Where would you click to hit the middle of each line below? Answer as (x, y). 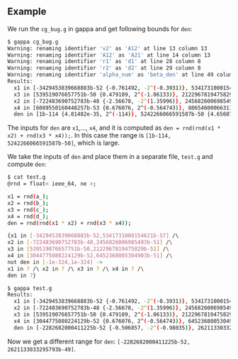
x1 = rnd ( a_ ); (28, 197)
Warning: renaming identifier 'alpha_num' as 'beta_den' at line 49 (110, 75)
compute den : (27, 164)
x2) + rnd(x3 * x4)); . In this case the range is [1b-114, (89, 136)
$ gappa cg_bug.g (33, 42)
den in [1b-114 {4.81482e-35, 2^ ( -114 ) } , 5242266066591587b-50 (109, 114)
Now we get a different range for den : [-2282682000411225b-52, (99, 341)
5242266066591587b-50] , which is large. (64, 143)
